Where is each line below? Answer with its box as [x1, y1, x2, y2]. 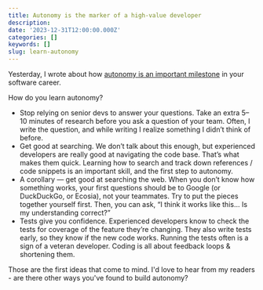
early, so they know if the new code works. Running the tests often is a [19, 233, 249, 242]
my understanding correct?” [19, 208, 111, 217]
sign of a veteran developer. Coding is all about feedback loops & [19, 241, 231, 251]
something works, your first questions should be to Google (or [19, 183, 221, 192]
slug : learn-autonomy [8, 48, 79, 56]
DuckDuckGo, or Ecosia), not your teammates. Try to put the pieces [19, 191, 239, 201]
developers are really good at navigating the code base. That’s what [19, 150, 239, 159]
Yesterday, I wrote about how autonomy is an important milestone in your [8, 70, 245, 78]
